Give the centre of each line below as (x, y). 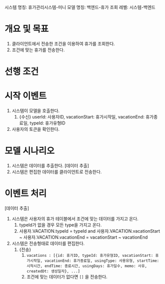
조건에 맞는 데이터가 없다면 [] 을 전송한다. (67, 277)
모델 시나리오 (30, 151)
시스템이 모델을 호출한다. (36, 111)
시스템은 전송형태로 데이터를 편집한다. (48, 243)
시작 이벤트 (26, 96)
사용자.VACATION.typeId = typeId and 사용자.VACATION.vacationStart (89, 231)
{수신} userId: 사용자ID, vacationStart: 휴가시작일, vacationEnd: (82, 117)
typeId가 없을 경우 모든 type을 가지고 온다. (60, 225)
